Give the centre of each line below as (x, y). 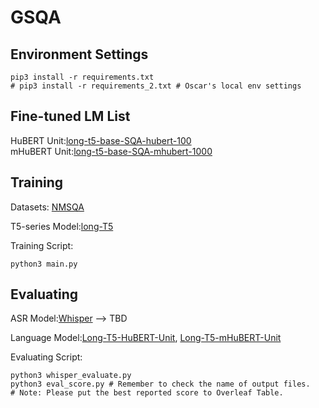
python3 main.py (44, 264)
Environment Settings (79, 54)
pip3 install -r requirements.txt (82, 77)
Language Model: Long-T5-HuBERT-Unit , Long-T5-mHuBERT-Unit (146, 338)
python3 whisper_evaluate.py (71, 376)
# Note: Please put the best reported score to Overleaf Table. (147, 393)
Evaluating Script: (46, 357)
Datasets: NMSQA (47, 207)
